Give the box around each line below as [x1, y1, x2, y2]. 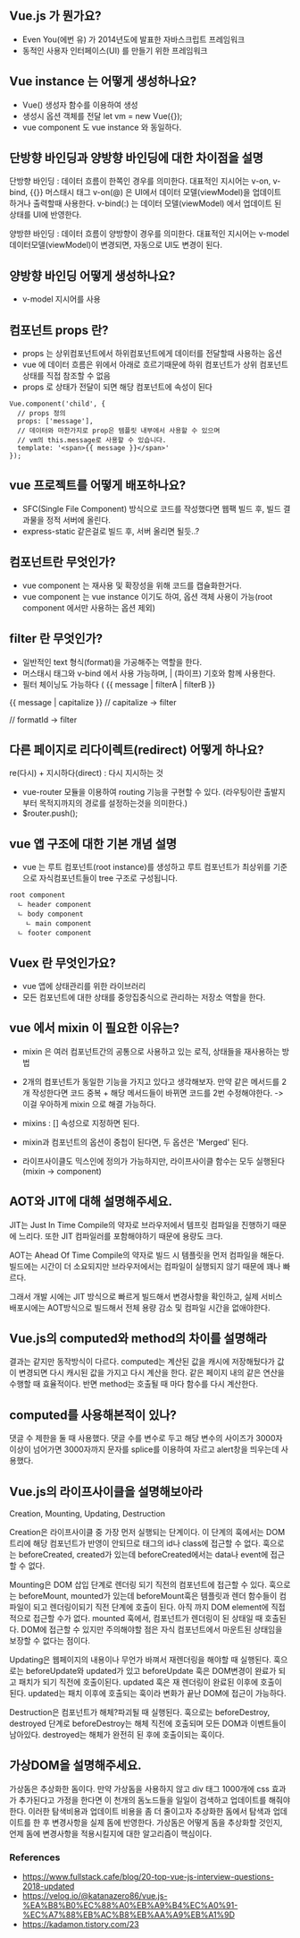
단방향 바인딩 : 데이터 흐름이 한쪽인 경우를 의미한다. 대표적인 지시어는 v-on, [9, 175, 271, 186]
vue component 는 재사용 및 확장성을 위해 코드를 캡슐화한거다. [21, 580, 243, 591]
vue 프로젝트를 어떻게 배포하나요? [9, 478, 187, 493]
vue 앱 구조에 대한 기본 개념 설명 [9, 836, 177, 851]
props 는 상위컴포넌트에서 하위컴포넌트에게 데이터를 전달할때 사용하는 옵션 [21, 348, 283, 359]
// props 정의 [17, 409, 66, 418]
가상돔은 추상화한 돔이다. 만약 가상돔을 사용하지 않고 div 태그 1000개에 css [9, 1783, 270, 1794]
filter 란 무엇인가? [9, 631, 104, 646]
